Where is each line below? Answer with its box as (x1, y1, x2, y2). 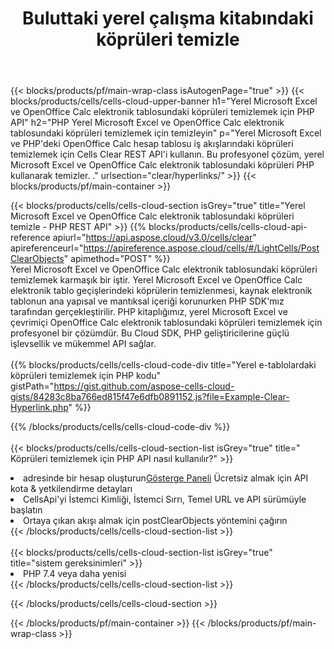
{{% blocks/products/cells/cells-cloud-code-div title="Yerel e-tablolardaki (10, 359, 317, 371)
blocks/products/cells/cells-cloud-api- (148, 221, 308, 233)
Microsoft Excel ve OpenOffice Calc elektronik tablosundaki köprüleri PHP (10, 159, 315, 171)
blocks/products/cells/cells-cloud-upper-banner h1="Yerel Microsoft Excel (10, 95, 318, 107)
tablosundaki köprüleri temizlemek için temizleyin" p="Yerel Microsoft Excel (10, 127, 322, 139)
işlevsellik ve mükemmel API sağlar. (10, 338, 157, 350)
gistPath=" (10, 380, 55, 392)
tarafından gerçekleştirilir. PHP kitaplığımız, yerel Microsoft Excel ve (10, 306, 288, 318)
